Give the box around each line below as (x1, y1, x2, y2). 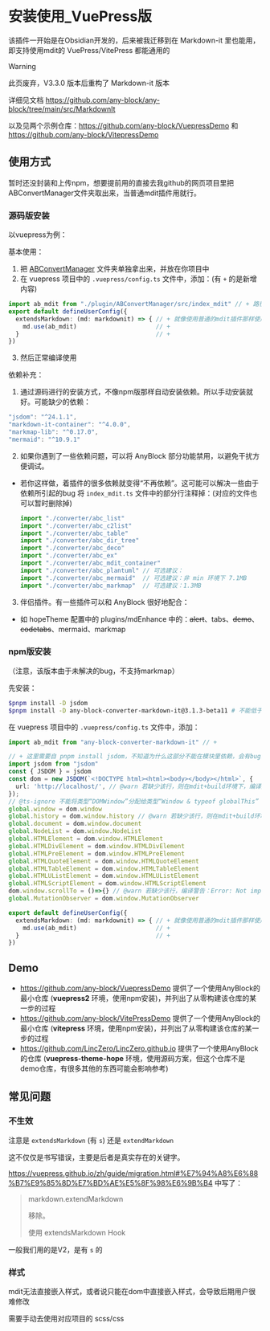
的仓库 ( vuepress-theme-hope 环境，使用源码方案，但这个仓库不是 (19, 1054, 246, 1064)
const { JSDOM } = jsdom (8, 768, 92, 776)
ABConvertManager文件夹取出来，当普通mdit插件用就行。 (8, 188, 201, 198)
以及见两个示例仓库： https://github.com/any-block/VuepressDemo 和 (8, 120, 239, 130)
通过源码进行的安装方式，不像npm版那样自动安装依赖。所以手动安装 (19, 387, 247, 397)
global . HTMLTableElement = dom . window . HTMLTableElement (8, 864, 199, 872)
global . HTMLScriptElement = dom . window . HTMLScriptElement (8, 880, 207, 888)
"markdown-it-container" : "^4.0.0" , (8, 421, 131, 429)
